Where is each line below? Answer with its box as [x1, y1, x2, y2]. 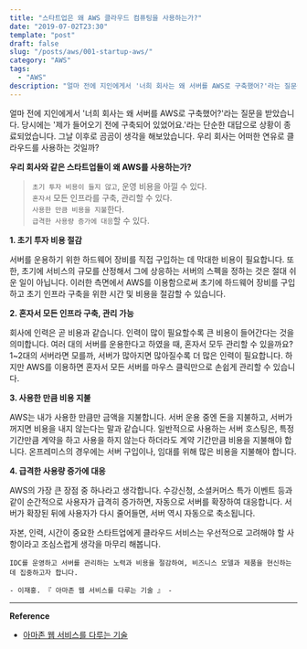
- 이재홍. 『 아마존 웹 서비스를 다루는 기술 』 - [9, 586, 173, 595]
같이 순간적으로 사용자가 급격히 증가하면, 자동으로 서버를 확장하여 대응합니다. [9, 495, 283, 507]
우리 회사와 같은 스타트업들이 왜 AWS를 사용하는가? [9, 161, 192, 172]
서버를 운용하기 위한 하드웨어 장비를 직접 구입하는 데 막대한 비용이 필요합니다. [9, 253, 285, 265]
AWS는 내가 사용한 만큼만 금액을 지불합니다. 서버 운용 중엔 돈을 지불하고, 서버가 [9, 411, 293, 422]
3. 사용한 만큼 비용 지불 [9, 392, 91, 403]
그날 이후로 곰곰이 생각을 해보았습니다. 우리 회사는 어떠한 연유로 [58, 130, 285, 142]
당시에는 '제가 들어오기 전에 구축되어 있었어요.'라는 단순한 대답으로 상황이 [21, 119, 281, 130]
